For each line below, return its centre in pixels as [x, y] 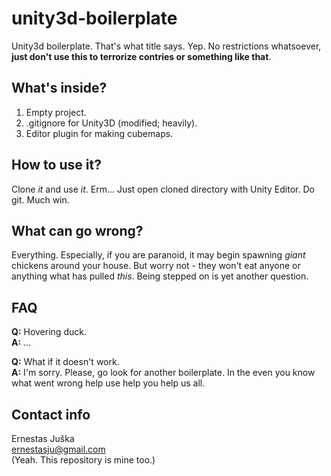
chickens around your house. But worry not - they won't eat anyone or [156, 266]
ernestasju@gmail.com [58, 449]
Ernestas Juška [43, 438]
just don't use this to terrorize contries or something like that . [141, 56]
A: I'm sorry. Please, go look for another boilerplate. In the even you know [163, 373]
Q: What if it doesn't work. [65, 362]
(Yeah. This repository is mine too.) [83, 460]
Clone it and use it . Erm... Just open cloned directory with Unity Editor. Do [163, 189]
